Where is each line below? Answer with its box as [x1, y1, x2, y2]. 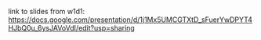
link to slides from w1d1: [8, 7, 85, 16]
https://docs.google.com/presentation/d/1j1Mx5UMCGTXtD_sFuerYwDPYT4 [8, 15, 253, 24]
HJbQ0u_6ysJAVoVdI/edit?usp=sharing [8, 24, 135, 32]
